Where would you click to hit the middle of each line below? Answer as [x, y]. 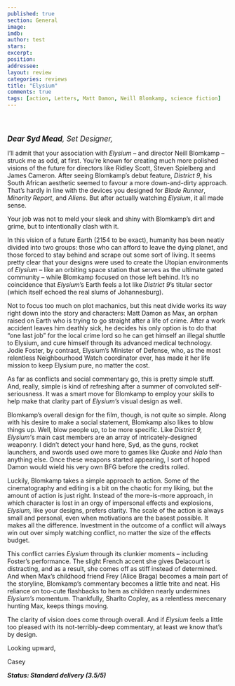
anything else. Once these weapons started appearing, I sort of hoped [109, 459]
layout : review [29, 72]
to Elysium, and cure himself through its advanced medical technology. [110, 343]
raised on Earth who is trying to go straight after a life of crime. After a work [116, 321]
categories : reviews [38, 79]
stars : [17, 46]
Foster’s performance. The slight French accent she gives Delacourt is [109, 561]
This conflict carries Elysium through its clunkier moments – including [108, 554]
